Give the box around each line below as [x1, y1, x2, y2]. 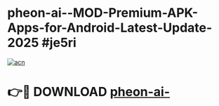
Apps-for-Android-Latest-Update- [7, 20, 213, 36]
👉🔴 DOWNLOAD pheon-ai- [7, 84, 171, 100]
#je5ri [41, 35, 77, 51]
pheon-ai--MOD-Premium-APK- [7, 5, 199, 21]
